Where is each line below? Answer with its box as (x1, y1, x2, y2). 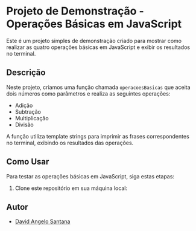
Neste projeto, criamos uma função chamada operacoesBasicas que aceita (6, 83, 191, 91)
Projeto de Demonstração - (6, 4, 145, 18)
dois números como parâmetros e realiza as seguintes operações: (6, 89, 171, 97)
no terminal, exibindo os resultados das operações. (6, 139, 134, 146)
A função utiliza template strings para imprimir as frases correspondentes (6, 132, 190, 140)
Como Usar (6, 157, 49, 167)
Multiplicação (14, 114, 49, 122)
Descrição (6, 68, 46, 78)
